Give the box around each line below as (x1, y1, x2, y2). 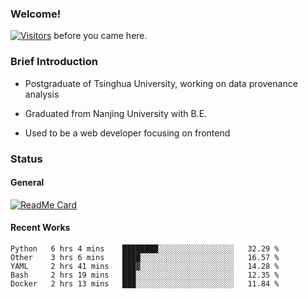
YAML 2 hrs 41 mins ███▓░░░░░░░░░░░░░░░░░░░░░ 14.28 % (10, 261, 280, 271)
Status (10, 152, 43, 166)
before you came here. (53, 30, 148, 42)
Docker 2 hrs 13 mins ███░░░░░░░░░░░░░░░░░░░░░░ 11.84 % (10, 278, 280, 289)
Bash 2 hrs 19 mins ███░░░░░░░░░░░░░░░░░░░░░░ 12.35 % (10, 270, 280, 280)
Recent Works (10, 222, 71, 234)
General (10, 177, 45, 189)
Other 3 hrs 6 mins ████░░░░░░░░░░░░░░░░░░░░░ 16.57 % (10, 252, 280, 262)
